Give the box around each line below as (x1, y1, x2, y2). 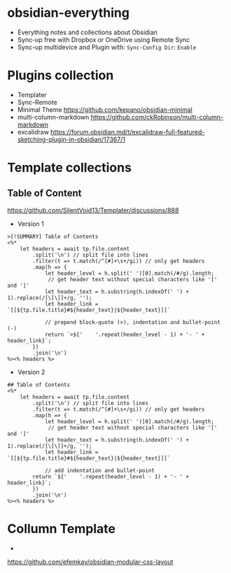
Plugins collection (7, 68, 114, 83)
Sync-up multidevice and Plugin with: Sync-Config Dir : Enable (17, 43, 197, 51)
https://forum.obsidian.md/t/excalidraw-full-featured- (50, 127, 205, 136)
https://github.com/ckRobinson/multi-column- (90, 113, 224, 121)
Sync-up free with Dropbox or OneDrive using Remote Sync (17, 35, 190, 43)
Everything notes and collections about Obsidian (17, 28, 157, 36)
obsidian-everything (7, 5, 129, 21)
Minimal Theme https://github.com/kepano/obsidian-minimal (17, 105, 192, 113)
